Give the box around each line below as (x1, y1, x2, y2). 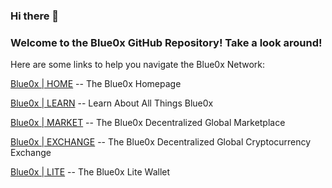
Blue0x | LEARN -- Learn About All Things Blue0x (10, 97, 214, 109)
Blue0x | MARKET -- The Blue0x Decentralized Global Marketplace (10, 117, 286, 129)
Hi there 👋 (10, 9, 60, 23)
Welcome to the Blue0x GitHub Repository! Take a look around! (10, 35, 323, 49)
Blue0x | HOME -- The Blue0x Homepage (10, 78, 182, 90)
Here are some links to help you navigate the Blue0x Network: (10, 59, 266, 71)
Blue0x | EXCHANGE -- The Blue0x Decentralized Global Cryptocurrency (10, 136, 312, 148)
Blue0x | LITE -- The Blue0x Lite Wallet (10, 166, 171, 178)
